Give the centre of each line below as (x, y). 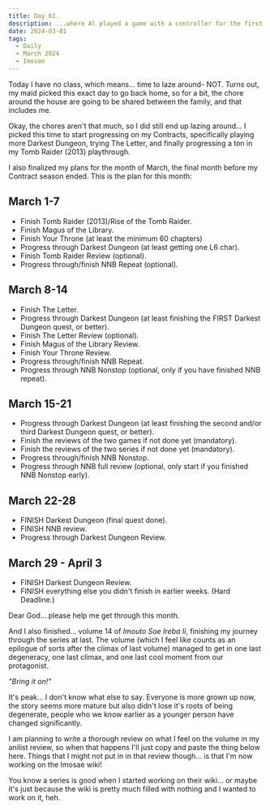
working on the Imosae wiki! (56, 765)
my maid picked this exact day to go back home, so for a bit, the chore (126, 93)
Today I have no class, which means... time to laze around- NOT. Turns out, (134, 84)
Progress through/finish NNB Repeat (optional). (99, 264)
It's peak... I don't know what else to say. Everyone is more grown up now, (132, 697)
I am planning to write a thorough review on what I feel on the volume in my (134, 739)
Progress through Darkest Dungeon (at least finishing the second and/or (141, 424)
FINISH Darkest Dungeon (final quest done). (94, 520)
